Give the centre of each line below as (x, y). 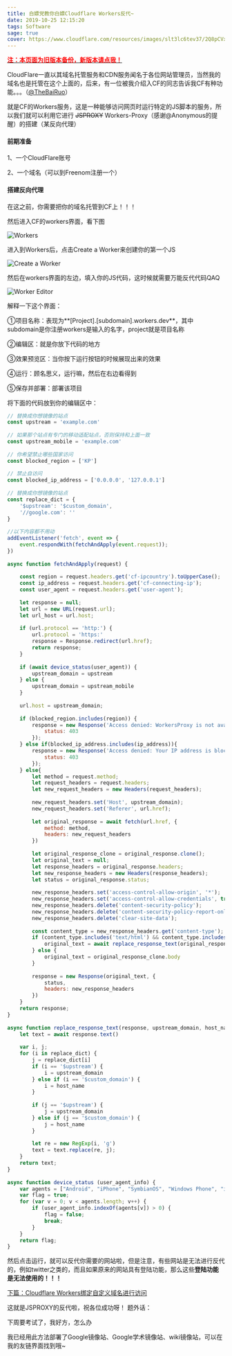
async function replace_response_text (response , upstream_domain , (105, 1028)
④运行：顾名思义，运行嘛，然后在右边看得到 (72, 373)
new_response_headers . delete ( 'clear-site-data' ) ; (105, 918)
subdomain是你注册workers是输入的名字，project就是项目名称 (96, 329)
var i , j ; (34, 1047)
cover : (17, 39)
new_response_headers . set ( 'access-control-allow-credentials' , (125, 899)
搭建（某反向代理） (52, 124)
